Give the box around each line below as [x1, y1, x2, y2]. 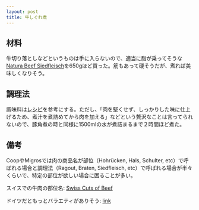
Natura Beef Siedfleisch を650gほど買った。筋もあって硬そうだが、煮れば [6, 62, 186, 69]
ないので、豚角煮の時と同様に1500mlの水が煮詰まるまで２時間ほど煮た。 [6, 121, 185, 128]
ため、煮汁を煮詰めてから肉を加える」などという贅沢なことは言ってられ [16, 113, 193, 121]
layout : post [6, 8, 39, 15]
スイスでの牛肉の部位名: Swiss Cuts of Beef [6, 184, 113, 192]
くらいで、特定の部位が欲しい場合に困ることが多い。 [6, 171, 137, 179]
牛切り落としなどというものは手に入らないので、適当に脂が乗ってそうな [6, 55, 183, 62]
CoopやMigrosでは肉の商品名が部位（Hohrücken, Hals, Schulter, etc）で [6, 156, 184, 164]
